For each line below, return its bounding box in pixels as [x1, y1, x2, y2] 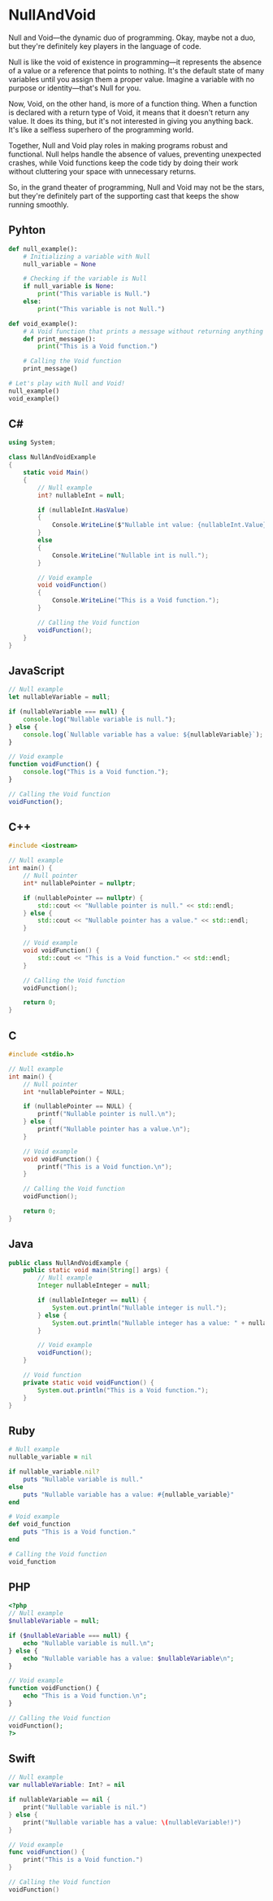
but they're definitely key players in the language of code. [8, 41, 201, 50]
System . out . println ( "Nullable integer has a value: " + [51, 1319, 245, 1327]
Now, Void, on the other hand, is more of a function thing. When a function [8, 99, 258, 108]
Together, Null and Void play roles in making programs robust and [8, 140, 228, 150]
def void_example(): [8, 319, 79, 327]
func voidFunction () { [8, 1848, 85, 1856]
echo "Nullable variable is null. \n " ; [23, 1639, 154, 1647]
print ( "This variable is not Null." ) [37, 305, 165, 313]
